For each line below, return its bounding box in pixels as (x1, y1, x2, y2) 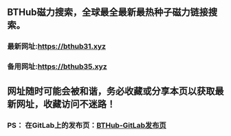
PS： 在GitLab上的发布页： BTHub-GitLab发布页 (7, 120, 166, 130)
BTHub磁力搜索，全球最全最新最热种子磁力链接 (7, 6, 208, 19)
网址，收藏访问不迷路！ (16, 98, 115, 110)
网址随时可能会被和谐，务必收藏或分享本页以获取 (7, 85, 215, 97)
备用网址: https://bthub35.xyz (7, 62, 108, 71)
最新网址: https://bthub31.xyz (7, 42, 107, 52)
